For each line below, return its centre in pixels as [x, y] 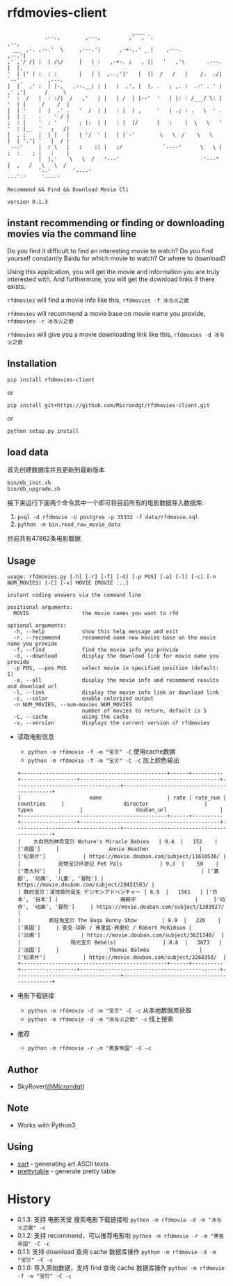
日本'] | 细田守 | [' [128, 900]
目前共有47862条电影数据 [44, 539]
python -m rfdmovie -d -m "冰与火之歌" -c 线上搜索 [101, 1019]
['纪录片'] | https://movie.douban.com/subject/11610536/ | [122, 857]
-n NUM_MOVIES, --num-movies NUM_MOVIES [73, 705]
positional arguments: [40, 608]
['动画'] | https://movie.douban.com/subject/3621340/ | [121, 935]
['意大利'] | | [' [115, 871]
